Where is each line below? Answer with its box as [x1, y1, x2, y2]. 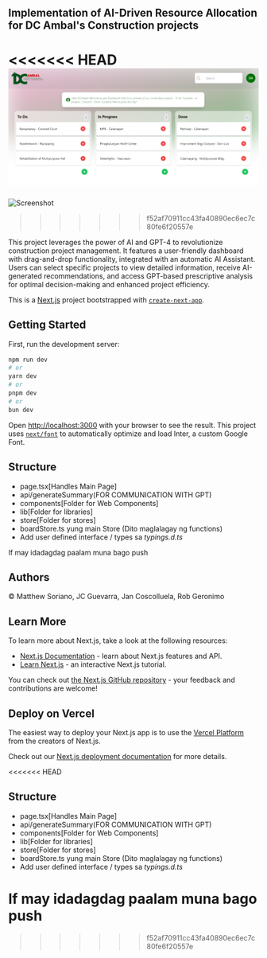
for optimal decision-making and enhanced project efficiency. [8, 279, 211, 289]
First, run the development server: [8, 339, 120, 349]
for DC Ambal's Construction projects [8, 19, 199, 33]
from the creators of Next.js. [8, 736, 101, 746]
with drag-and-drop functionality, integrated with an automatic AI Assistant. [8, 254, 256, 263]
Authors [8, 571, 50, 584]
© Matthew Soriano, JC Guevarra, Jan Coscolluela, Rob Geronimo [8, 592, 225, 602]
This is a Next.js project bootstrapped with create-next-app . [8, 294, 205, 305]
